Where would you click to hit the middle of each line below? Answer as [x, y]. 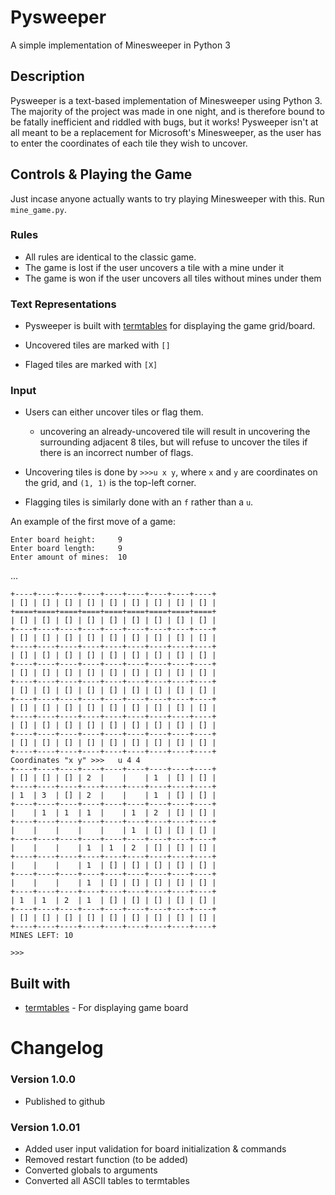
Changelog [57, 1048]
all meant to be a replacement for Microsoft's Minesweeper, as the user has [166, 132]
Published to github [65, 1101]
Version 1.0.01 [45, 1127]
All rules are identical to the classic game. [110, 257]
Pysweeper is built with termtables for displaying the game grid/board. [170, 326]
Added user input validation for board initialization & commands [155, 1149]
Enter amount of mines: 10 [69, 557]
